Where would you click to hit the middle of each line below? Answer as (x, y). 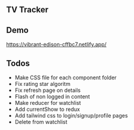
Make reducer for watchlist (48, 103)
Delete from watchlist (41, 122)
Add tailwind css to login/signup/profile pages (71, 116)
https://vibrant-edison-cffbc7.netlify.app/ (57, 45)
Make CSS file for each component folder (66, 78)
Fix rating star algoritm (42, 84)
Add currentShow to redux (47, 109)
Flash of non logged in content (52, 97)
